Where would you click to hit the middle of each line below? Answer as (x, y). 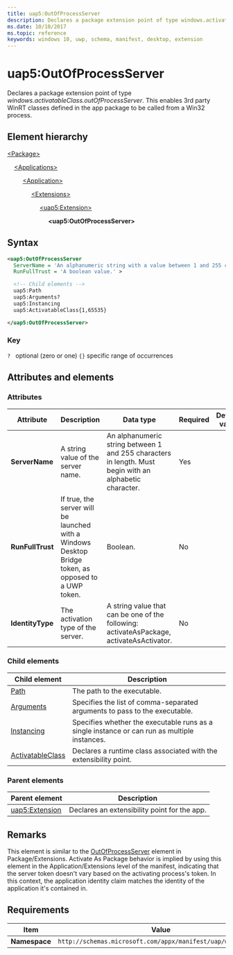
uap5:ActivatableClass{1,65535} (60, 310)
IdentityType (32, 623)
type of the (78, 627)
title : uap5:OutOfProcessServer (54, 14)
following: (122, 623)
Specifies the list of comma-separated (135, 702)
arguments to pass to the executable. (132, 711)
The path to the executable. (116, 690)
